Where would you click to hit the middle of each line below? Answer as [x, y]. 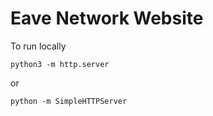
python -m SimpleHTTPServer [69, 101]
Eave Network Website [107, 18]
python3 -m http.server [60, 64]
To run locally [38, 46]
